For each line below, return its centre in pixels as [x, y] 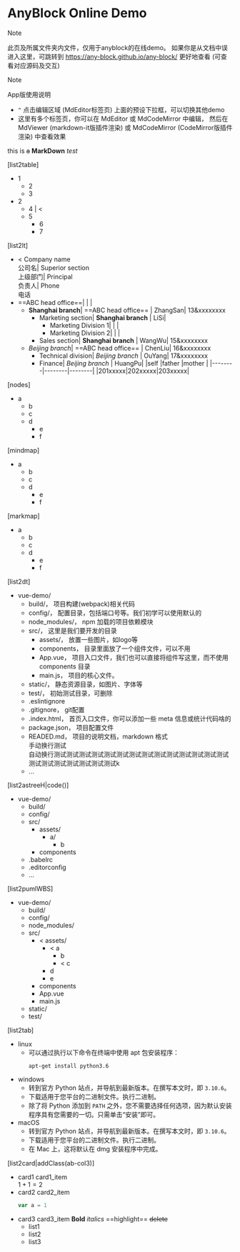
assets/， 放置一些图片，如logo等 [88, 639]
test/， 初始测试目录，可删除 [70, 693]
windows [31, 1079]
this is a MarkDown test [42, 151]
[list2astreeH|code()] [38, 785]
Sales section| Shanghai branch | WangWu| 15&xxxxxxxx [124, 340]
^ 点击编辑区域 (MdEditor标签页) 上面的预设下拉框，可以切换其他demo [121, 109]
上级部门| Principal [45, 276]
